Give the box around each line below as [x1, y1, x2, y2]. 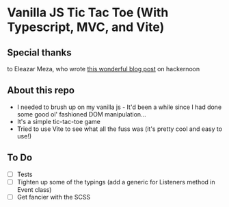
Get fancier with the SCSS [16, 193, 91, 201]
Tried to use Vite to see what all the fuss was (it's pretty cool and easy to [16, 125, 223, 133]
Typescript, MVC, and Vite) [7, 19, 165, 35]
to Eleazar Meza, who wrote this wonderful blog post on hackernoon [7, 65, 200, 73]
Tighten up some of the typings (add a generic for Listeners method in [16, 178, 215, 186]
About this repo [7, 84, 75, 97]
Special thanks [7, 47, 72, 58]
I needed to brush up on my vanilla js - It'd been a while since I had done [16, 103, 222, 111]
